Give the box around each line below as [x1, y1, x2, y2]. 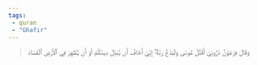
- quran [11, 19, 37, 27]
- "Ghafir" [11, 26, 47, 34]
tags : [8, 11, 26, 20]
